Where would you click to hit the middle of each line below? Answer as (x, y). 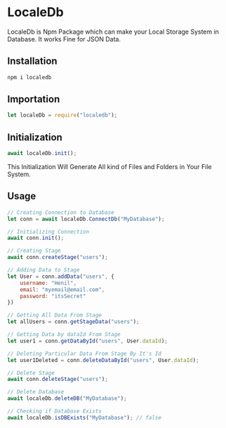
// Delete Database (36, 392)
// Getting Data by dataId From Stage (64, 335)
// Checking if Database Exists (54, 411)
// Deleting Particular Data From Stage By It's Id (84, 354)
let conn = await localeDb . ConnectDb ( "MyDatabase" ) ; (86, 219)
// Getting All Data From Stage (54, 315)
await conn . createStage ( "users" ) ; (58, 258)
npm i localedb (29, 77)
